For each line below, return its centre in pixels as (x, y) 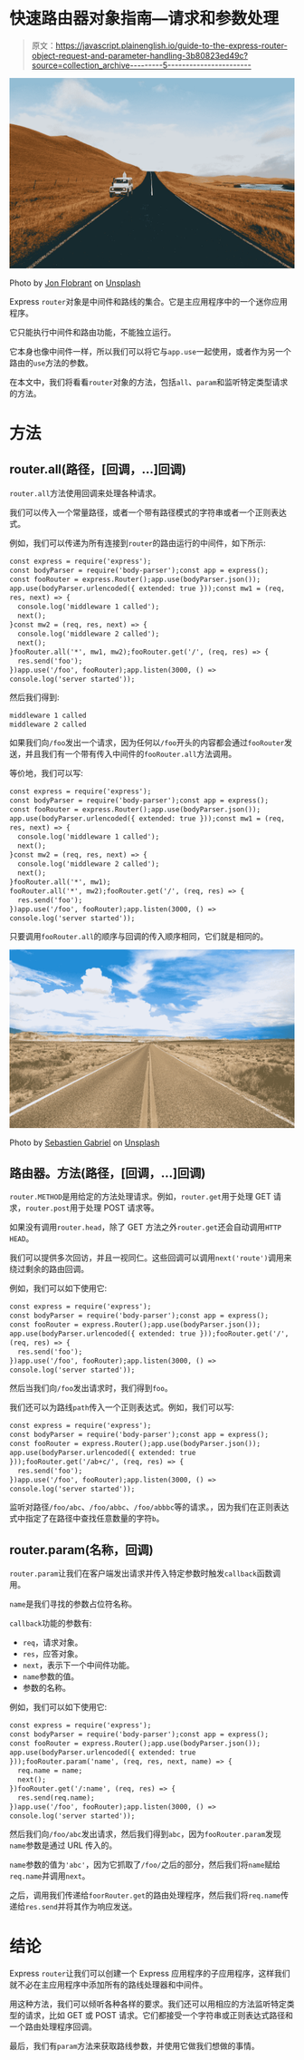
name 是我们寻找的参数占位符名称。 (73, 1604)
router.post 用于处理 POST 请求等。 (93, 1208)
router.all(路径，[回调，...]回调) (98, 469)
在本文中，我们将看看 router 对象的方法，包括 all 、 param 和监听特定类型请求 (149, 382)
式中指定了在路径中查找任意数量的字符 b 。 (87, 1519)
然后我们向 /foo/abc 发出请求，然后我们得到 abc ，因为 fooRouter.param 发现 (146, 1834)
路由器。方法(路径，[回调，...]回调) (108, 1173)
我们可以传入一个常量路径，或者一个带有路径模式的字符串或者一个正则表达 (148, 512)
